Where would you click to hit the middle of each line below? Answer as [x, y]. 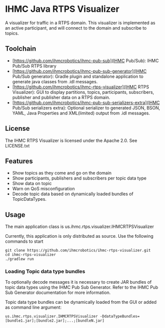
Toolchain [21, 49]
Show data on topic [32, 183]
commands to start [24, 241]
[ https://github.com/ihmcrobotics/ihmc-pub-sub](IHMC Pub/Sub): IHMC [85, 61]
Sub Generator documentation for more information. [58, 292]
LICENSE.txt [17, 146]
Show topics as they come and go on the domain [62, 173]
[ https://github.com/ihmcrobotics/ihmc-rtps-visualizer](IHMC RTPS [81, 87]
